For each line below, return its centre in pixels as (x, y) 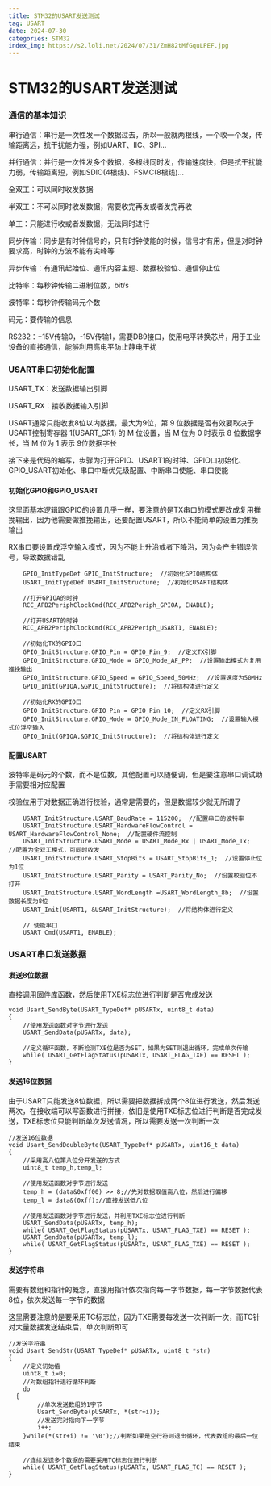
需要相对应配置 (40, 785)
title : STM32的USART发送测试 (54, 16)
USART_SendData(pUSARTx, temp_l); (81, 1237)
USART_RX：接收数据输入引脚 (58, 405)
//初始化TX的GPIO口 (52, 644)
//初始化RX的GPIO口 (52, 702)
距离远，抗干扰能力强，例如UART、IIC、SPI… (91, 144)
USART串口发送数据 (48, 955)
